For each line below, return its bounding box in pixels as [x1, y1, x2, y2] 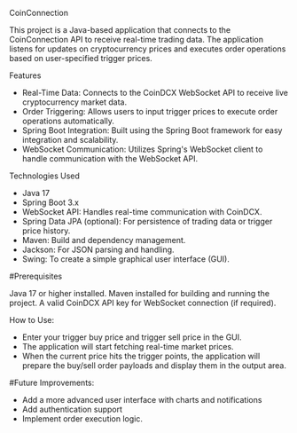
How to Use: [9, 315, 55, 325]
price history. [21, 225, 71, 236]
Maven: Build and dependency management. [21, 235, 186, 245]
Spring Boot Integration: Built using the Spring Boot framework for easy [21, 125, 283, 136]
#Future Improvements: [9, 377, 95, 388]
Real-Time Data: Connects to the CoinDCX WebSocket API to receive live [21, 88, 288, 98]
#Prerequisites [9, 271, 63, 281]
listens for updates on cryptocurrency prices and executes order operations [9, 43, 286, 54]
